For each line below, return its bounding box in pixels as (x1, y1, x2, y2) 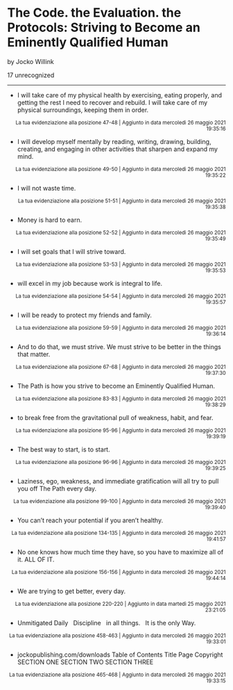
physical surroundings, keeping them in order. (17, 106, 149, 114)
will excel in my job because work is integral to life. (17, 279, 163, 287)
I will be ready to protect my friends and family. (17, 311, 153, 319)
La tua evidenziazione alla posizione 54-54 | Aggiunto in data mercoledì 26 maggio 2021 (15, 292, 226, 300)
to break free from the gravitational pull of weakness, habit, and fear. (17, 413, 214, 422)
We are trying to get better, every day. (17, 586, 126, 595)
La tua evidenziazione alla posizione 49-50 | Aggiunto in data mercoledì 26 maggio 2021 (15, 166, 226, 172)
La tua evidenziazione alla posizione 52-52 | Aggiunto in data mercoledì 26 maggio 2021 (16, 229, 226, 236)
